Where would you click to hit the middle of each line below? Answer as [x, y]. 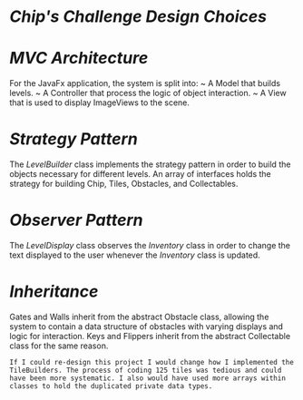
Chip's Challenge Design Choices [138, 17]
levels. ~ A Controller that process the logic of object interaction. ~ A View [148, 93]
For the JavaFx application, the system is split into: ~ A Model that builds [145, 83]
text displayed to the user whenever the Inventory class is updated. [135, 255]
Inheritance [54, 292]
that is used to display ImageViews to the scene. [100, 102]
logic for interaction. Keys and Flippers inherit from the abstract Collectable [150, 336]
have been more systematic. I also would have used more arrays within [147, 378]
